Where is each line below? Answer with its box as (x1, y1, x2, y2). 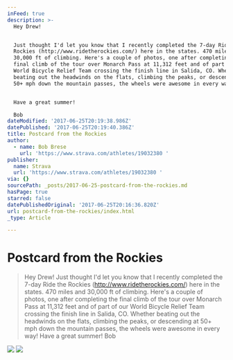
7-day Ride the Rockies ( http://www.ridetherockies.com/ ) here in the (24, 280, 221, 289)
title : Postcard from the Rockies (7, 131, 107, 138)
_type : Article (7, 214, 51, 222)
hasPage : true (7, 188, 49, 195)
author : (7, 137, 30, 144)
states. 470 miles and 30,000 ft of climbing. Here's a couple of (24, 288, 203, 296)
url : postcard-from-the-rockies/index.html (7, 208, 135, 215)
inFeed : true (7, 10, 45, 17)
